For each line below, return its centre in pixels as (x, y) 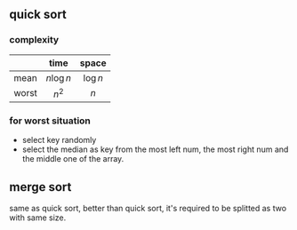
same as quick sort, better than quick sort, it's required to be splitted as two (148, 209)
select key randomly (59, 140)
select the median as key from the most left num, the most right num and (155, 149)
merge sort (40, 187)
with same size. (38, 218)
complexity (34, 40)
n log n (58, 77)
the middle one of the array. (73, 159)
